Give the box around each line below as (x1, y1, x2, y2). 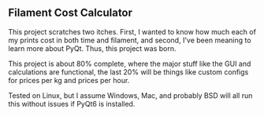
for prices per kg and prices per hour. (8, 75, 130, 85)
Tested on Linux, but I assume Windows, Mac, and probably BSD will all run (8, 90, 253, 100)
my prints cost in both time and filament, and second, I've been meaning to (8, 35, 251, 45)
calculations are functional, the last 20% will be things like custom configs (8, 67, 249, 77)
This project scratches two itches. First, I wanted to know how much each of (8, 27, 256, 36)
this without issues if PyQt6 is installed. (8, 99, 136, 108)
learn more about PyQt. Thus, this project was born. (8, 43, 177, 53)
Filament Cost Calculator (8, 6, 132, 20)
